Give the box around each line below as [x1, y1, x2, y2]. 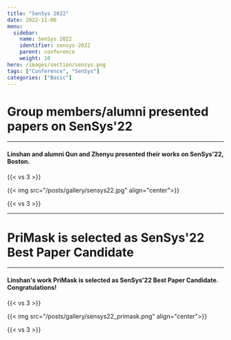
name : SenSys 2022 [19, 36, 72, 43]
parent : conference [19, 49, 76, 56]
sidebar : [13, 29, 38, 36]
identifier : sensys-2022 [19, 42, 91, 49]
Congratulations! [7, 284, 57, 292]
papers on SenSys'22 [7, 118, 133, 134]
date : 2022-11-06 [7, 17, 57, 23]
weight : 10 [19, 55, 51, 62]
